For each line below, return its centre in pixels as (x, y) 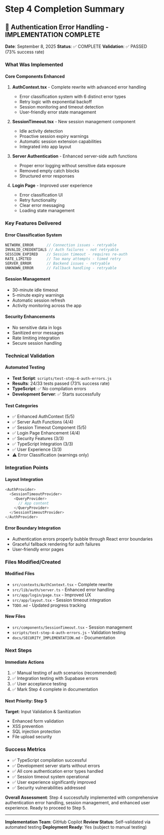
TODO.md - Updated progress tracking (49, 605)
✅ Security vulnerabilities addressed (49, 788)
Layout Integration (24, 479)
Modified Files (20, 573)
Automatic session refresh (39, 300)
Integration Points (27, 468)
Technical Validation (30, 355)
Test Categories (21, 406)
